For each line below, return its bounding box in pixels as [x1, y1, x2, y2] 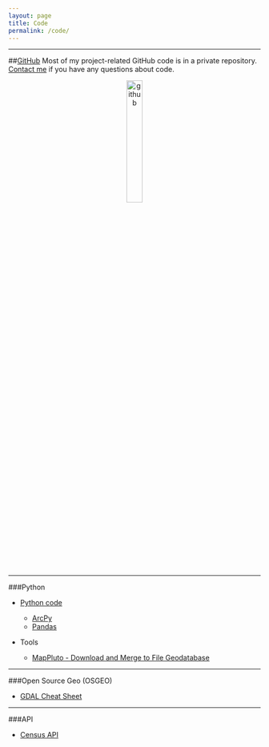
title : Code [8, 19, 48, 27]
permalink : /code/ [8, 26, 70, 34]
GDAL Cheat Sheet [19, 692, 82, 701]
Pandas [31, 622, 58, 632]
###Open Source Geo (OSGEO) [8, 676, 113, 685]
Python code [19, 598, 62, 608]
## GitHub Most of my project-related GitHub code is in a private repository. [8, 56, 258, 66]
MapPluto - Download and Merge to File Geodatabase [31, 653, 210, 663]
